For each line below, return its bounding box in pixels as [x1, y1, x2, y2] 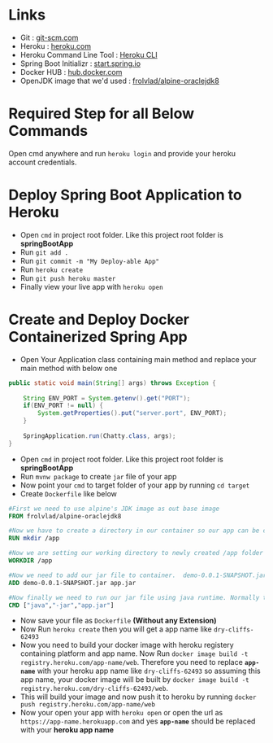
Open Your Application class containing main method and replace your [19, 354, 258, 364]
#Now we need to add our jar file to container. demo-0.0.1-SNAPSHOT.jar [8, 571, 267, 579]
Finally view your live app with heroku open [19, 282, 164, 291]
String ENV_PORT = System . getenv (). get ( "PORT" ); [23, 394, 191, 402]
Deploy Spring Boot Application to [8, 186, 242, 204]
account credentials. [8, 157, 77, 167]
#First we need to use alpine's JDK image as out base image [8, 505, 220, 513]
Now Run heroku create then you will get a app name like [19, 624, 213, 634]
